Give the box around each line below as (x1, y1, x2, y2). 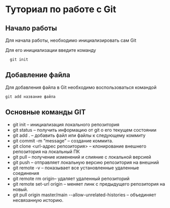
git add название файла (5, 94, 56, 99)
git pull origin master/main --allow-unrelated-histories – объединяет (12, 192, 156, 198)
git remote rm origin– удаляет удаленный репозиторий (12, 175, 130, 182)
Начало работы (5, 24, 58, 33)
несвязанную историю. (12, 197, 64, 203)
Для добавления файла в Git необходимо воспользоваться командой (5, 84, 157, 90)
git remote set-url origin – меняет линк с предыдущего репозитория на (12, 181, 165, 187)
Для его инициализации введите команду (5, 47, 96, 53)
